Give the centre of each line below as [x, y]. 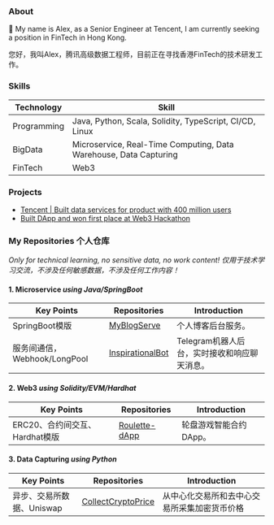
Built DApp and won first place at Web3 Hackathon [105, 218]
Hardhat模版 [36, 436]
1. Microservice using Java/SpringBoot [76, 289]
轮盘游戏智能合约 [214, 424]
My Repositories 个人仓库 [59, 241]
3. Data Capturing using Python [63, 459]
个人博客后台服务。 [213, 326]
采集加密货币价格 [211, 508]
